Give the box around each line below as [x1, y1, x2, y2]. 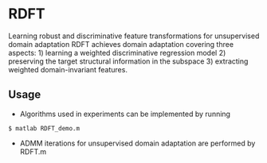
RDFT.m [19, 146, 47, 156]
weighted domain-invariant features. [8, 64, 128, 74]
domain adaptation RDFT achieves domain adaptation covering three [8, 39, 234, 49]
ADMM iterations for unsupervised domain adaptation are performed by [19, 138, 256, 148]
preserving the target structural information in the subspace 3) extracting [8, 56, 249, 66]
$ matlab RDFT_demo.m [8, 124, 80, 132]
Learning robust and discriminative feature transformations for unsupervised [8, 31, 260, 41]
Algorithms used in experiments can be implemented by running [19, 109, 231, 118]
